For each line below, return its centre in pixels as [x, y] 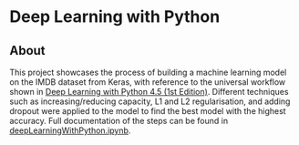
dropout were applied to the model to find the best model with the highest [148, 111]
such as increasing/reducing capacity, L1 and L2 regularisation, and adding [150, 101]
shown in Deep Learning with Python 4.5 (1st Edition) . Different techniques [149, 92]
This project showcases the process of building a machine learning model [148, 72]
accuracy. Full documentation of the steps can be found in [119, 121]
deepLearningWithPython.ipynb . [70, 130]
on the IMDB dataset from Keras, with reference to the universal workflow [148, 82]
